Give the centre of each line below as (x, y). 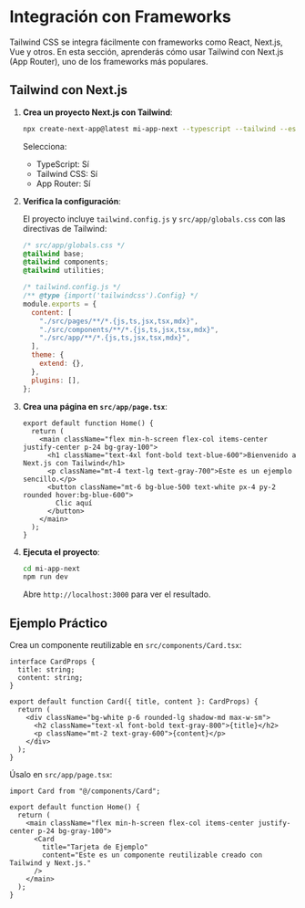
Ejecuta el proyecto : (61, 552)
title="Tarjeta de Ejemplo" (95, 847)
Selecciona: (45, 146)
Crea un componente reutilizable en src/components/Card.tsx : (126, 645)
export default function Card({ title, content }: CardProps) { (134, 702)
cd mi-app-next (51, 569)
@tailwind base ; (53, 254)
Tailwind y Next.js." (51, 863)
